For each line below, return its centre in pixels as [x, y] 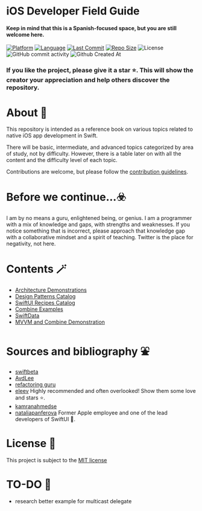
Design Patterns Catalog [45, 296]
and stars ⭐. [30, 398]
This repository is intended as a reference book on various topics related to [99, 129]
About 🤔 [27, 112]
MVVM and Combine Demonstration [60, 322]
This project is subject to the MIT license [57, 460]
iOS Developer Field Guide [73, 11]
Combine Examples [39, 309]
